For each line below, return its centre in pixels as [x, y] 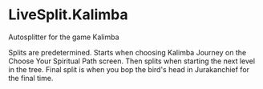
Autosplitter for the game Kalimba [64, 37]
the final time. [31, 78]
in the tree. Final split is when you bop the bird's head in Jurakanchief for [129, 69]
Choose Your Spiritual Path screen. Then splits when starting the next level [131, 61]
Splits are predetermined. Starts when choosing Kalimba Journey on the [127, 52]
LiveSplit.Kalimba [68, 15]
